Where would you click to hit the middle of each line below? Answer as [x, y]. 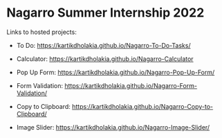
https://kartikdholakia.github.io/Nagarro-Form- [131, 85]
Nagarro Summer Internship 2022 [105, 13]
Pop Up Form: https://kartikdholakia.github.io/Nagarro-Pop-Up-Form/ [115, 72]
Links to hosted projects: [41, 32]
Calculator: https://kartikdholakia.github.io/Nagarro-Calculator [105, 59]
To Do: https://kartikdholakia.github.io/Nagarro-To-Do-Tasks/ [103, 45]
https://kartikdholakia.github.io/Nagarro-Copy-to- [142, 106]
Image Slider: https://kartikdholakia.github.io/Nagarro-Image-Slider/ [113, 127]
